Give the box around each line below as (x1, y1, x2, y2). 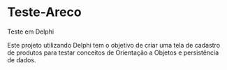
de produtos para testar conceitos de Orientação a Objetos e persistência (7, 48, 219, 57)
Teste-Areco (7, 4, 82, 20)
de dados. (7, 55, 36, 64)
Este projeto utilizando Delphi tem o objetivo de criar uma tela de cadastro (7, 41, 221, 49)
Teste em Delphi (7, 27, 54, 36)
